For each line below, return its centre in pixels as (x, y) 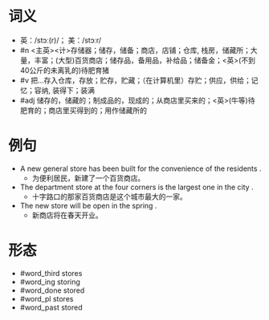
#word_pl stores (47, 298)
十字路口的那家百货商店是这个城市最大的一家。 (109, 196)
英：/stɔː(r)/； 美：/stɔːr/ (61, 40)
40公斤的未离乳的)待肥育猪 (65, 70)
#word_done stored (52, 290)
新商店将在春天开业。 (67, 215)
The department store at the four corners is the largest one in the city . (137, 187)
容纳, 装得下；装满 (64, 90)
